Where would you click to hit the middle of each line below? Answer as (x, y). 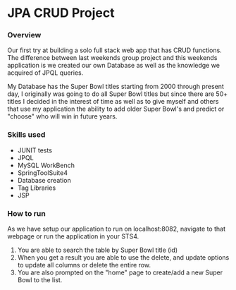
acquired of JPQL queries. (45, 73)
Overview (24, 35)
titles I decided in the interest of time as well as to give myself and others (113, 102)
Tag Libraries (37, 188)
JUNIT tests (35, 150)
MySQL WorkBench (46, 165)
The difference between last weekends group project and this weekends (112, 58)
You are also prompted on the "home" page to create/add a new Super (120, 272)
